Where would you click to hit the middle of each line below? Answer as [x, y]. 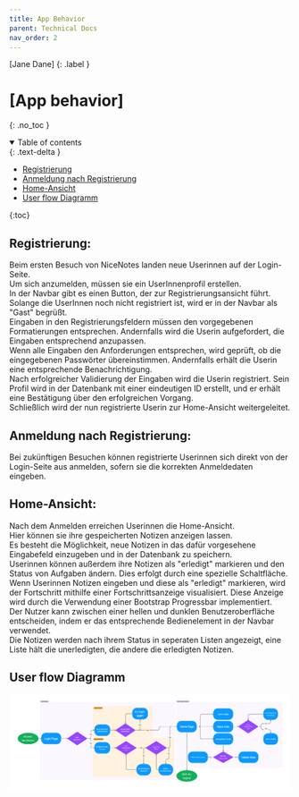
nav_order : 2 [33, 38]
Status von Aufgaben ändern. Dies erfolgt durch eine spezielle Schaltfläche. [149, 573]
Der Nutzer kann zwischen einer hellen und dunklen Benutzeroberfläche [142, 611]
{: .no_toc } [29, 125]
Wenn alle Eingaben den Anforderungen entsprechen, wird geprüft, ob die [145, 351]
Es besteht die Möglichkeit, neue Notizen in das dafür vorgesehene [133, 545]
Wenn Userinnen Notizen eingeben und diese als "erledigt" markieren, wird [147, 582]
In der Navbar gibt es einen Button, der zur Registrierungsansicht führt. [140, 293]
